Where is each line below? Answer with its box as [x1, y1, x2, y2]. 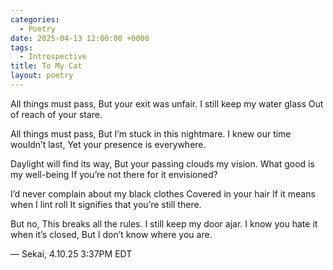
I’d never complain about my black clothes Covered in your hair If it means [10, 187, 316, 200]
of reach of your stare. [10, 108, 103, 120]
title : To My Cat [10, 61, 83, 71]
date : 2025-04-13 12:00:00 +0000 [10, 33, 150, 43]
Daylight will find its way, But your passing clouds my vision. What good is [10, 157, 315, 170]
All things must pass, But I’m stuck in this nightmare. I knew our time [10, 127, 292, 140]
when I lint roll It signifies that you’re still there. [10, 198, 202, 210]
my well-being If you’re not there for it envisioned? [10, 168, 218, 180]
